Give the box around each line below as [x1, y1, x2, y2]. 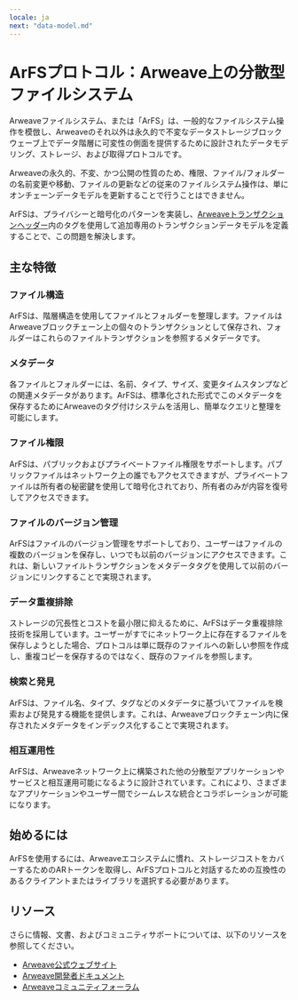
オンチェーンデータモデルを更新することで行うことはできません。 [9, 190, 250, 201]
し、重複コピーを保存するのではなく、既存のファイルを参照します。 [9, 651, 257, 662]
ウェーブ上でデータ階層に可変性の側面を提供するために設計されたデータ [9, 138, 273, 148]
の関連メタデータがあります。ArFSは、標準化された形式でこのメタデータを [9, 390, 283, 401]
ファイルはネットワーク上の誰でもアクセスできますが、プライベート [32, 469, 281, 480]
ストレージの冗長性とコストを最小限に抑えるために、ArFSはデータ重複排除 [9, 618, 284, 628]
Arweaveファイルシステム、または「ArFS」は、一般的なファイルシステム [9, 116, 277, 126]
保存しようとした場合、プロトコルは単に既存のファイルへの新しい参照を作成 [9, 640, 289, 651]
